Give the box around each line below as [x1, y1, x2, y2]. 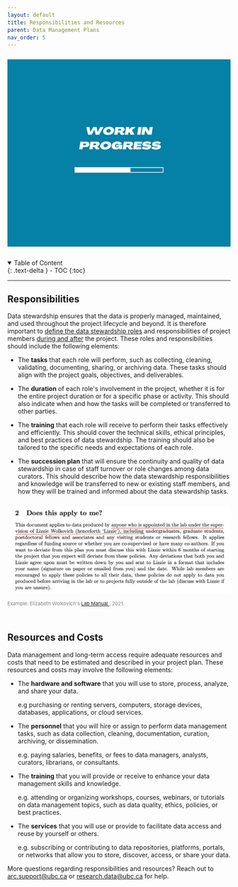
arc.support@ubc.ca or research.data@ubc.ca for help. [7, 871, 169, 880]
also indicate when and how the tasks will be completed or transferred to [17, 400, 231, 408]
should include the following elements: [7, 342, 120, 351]
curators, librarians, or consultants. [17, 758, 120, 767]
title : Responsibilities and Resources [7, 18, 125, 26]
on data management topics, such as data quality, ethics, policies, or [17, 801, 218, 809]
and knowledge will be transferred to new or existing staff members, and [17, 480, 230, 488]
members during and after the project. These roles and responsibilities [7, 334, 213, 343]
